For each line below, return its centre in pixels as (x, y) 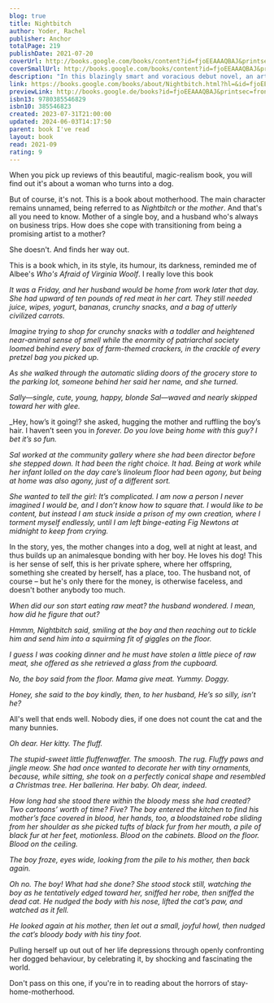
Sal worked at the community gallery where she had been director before (132, 455)
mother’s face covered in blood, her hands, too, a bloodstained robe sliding (136, 818)
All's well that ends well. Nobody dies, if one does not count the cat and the (136, 719)
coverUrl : (26, 62)
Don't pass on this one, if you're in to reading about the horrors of (120, 983)
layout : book (31, 137)
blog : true (28, 16)
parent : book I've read (50, 129)
